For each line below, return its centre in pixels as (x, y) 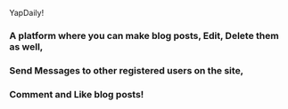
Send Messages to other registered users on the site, (127, 70)
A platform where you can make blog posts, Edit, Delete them (144, 35)
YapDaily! (27, 13)
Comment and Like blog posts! (77, 94)
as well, (26, 46)
